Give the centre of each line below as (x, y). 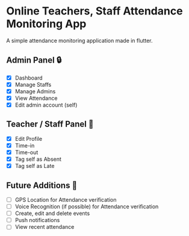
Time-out (26, 152)
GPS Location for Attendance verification (66, 200)
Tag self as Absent (38, 159)
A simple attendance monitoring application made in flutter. (79, 40)
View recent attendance (45, 227)
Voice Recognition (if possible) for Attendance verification (87, 206)
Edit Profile (29, 138)
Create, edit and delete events (52, 213)
